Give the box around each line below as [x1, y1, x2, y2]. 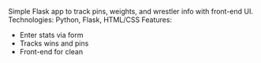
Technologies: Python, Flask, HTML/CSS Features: [8, 15, 172, 24]
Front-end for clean [19, 47, 84, 56]
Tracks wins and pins [19, 39, 89, 48]
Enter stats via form [19, 31, 84, 39]
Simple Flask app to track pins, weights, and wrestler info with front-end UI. [8, 7, 254, 16]
